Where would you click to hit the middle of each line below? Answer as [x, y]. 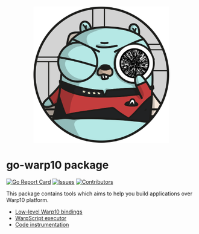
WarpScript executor [41, 218]
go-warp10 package [58, 165]
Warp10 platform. [28, 200]
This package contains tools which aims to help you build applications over [99, 193]
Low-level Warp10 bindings [49, 212]
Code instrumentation [42, 224]
